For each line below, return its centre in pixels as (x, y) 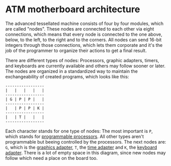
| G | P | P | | (25, 99)
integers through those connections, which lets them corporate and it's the (84, 45)
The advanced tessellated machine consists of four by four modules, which (84, 23)
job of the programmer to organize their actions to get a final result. (76, 50)
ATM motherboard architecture (73, 9)
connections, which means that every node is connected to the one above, (84, 34)
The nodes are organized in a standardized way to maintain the (71, 71)
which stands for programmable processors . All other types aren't (75, 136)
